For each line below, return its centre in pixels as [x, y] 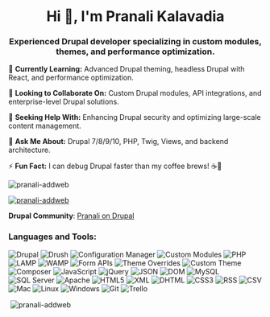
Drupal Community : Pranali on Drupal [71, 216]
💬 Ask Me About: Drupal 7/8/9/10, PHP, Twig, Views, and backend [118, 142]
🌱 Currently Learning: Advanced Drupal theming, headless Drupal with [127, 69]
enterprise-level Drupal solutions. [64, 102]
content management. [45, 126]
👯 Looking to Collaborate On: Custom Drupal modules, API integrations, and [135, 93]
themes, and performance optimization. [135, 51]
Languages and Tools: [52, 237]
